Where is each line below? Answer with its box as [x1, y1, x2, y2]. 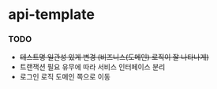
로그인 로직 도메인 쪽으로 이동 [19, 72, 110, 82]
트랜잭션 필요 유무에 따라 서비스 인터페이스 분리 [19, 62, 166, 72]
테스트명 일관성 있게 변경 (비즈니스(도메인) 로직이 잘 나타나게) [19, 53, 209, 62]
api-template [8, 6, 95, 24]
